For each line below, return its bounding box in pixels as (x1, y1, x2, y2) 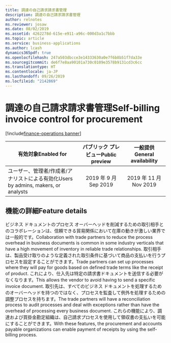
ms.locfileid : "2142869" (5, 79, 58, 84)
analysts (8, 188, 28, 195)
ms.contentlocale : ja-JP (5, 69, 58, 75)
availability (130, 157, 158, 164)
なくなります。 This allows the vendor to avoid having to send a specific (5, 277, 155, 283)
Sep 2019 (89, 181, 113, 188)
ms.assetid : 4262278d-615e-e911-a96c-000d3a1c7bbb (5, 31, 115, 36)
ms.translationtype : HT (5, 64, 56, 69)
